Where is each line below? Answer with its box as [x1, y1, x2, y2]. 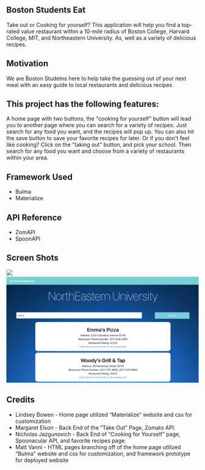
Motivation [6, 58, 49, 69]
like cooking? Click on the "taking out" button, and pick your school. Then [6, 141, 192, 149]
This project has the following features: [6, 99, 159, 110]
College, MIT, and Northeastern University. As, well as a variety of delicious [6, 34, 196, 42]
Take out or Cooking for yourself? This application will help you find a [6, 21, 181, 28]
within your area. [6, 154, 49, 162]
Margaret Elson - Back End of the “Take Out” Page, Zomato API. [15, 423, 176, 431]
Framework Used [6, 171, 73, 182]
